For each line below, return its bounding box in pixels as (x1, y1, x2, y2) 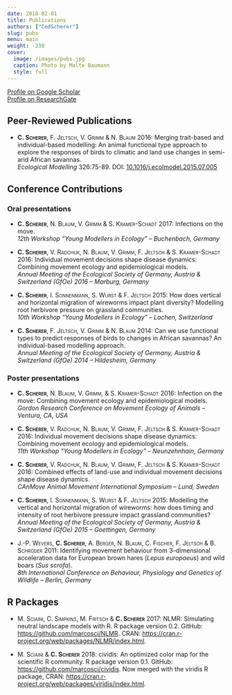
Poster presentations (7, 373, 80, 383)
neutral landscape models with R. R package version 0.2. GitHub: (17, 622, 203, 630)
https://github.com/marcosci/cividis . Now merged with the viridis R (17, 665, 208, 673)
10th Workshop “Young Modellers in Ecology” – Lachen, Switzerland (17, 313, 213, 321)
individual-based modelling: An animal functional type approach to (17, 140, 208, 149)
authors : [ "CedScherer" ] (7, 23, 79, 30)
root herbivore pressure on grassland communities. (17, 306, 164, 313)
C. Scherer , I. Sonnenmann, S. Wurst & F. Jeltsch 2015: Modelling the (17, 496, 209, 505)
